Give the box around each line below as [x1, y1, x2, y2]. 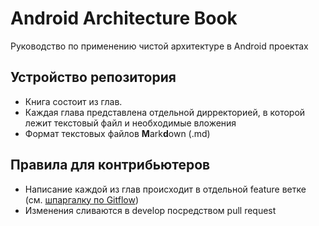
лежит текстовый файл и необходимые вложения [24, 117, 237, 129]
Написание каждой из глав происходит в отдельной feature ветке [24, 183, 307, 195]
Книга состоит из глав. [24, 95, 123, 107]
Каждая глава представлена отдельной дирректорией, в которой [24, 106, 306, 118]
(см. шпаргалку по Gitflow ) [24, 193, 140, 206]
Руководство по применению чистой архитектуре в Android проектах [10, 40, 309, 52]
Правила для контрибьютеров [10, 157, 211, 174]
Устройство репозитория [10, 69, 177, 86]
